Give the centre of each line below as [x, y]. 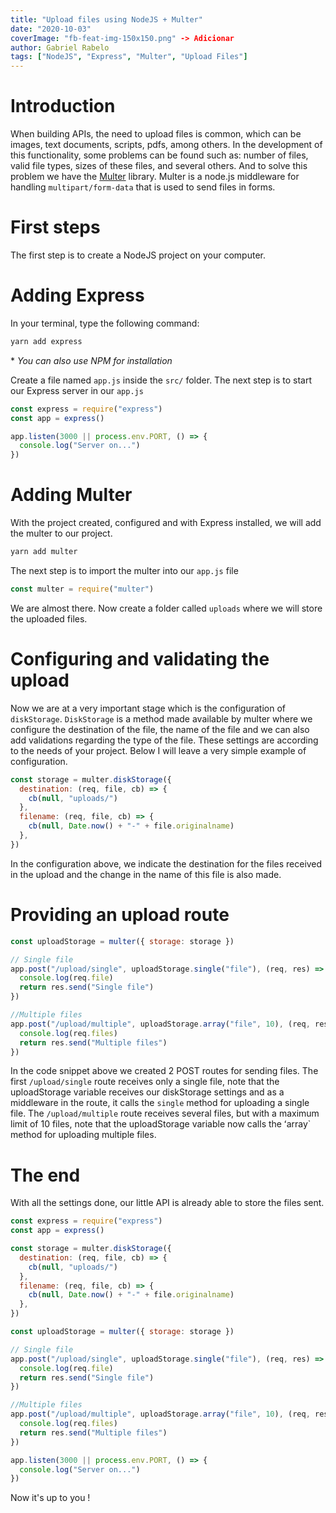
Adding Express [77, 295]
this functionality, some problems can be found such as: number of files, [159, 155]
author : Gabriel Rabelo [60, 47]
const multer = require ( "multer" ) [82, 589]
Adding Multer [71, 495]
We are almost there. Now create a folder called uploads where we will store [166, 608]
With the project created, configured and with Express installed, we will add [166, 523]
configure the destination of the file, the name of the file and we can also [160, 729]
